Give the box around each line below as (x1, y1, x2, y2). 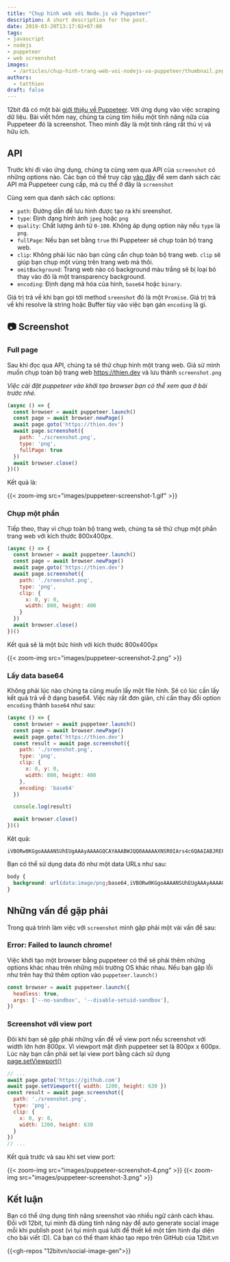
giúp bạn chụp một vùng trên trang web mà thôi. (16, 258, 154, 266)
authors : (7, 74, 32, 81)
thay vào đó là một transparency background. (16, 272, 146, 280)
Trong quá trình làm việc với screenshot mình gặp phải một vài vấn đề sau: (7, 923, 217, 932)
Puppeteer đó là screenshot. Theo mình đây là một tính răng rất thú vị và (7, 120, 212, 128)
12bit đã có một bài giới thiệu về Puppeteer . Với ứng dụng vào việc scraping (7, 106, 220, 114)
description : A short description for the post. (7, 16, 149, 23)
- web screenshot (7, 55, 57, 62)
